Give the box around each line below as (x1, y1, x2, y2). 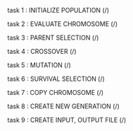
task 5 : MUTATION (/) (7, 61, 72, 69)
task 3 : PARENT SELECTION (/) (7, 33, 99, 42)
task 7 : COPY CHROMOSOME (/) (7, 89, 104, 96)
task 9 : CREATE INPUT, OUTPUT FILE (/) (7, 116, 127, 124)
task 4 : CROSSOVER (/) (7, 47, 77, 55)
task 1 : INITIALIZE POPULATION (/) (7, 6, 110, 14)
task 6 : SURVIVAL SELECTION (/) (7, 74, 106, 83)
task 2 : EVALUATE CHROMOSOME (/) (7, 20, 118, 28)
